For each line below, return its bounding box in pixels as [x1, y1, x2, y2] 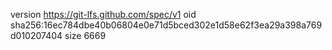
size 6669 [64, 30, 107, 41]
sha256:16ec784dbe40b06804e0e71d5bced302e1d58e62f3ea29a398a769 [10, 19, 323, 31]
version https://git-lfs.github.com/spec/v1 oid [10, 9, 197, 20]
